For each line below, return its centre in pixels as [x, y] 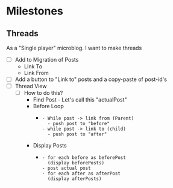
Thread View [31, 86]
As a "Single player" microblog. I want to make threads [74, 48]
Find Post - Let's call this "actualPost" [80, 100]
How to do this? [43, 93]
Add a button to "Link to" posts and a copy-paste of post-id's [91, 79]
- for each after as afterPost [81, 173]
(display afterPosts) [74, 179]
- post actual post [67, 168]
